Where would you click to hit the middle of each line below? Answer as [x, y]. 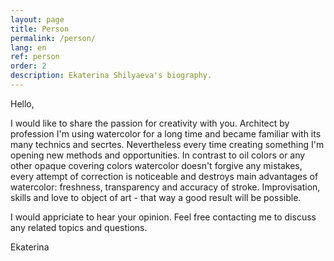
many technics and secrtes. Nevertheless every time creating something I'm [167, 144]
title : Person [40, 29]
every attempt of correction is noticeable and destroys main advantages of [164, 176]
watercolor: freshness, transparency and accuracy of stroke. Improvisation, [165, 187]
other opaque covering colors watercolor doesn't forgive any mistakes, [156, 165]
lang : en [28, 47]
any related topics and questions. [79, 227]
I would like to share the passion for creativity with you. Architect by [150, 123]
